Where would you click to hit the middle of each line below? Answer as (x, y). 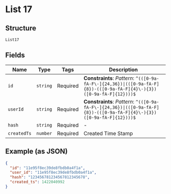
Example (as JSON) (36, 152)
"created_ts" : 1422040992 (37, 182)
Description (123, 70)
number (44, 133)
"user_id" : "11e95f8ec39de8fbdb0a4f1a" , (53, 173)
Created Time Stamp (108, 133)
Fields (15, 55)
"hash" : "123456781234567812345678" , (50, 177)
